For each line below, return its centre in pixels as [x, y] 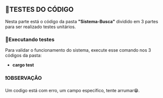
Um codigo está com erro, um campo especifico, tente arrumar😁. [73, 91]
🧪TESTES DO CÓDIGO [39, 10]
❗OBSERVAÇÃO [24, 78]
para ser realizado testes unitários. [40, 27]
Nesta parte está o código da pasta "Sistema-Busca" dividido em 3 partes [82, 21]
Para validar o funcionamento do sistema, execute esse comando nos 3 [78, 50]
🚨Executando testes [30, 39]
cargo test [23, 65]
